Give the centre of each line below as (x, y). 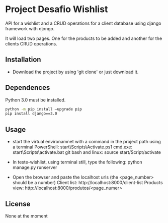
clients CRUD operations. (31, 43)
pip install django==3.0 (31, 114)
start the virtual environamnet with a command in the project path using (87, 142)
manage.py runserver (35, 168)
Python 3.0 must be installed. (35, 100)
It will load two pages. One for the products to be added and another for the (84, 38)
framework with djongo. (30, 28)
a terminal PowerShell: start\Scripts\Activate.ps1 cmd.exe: (72, 147)
